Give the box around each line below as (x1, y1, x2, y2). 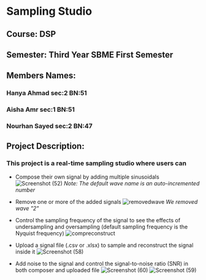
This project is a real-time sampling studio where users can (6, 159, 187, 168)
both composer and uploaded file (15, 266, 100, 274)
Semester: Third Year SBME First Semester (6, 49, 174, 60)
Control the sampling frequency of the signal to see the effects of (15, 216, 181, 224)
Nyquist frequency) (15, 229, 64, 237)
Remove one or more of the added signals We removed (15, 198, 198, 205)
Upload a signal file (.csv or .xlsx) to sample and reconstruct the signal (15, 241, 194, 249)
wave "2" (15, 204, 39, 212)
